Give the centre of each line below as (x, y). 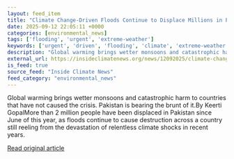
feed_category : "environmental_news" (62, 78)
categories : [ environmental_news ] (57, 33)
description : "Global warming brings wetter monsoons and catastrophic (113, 53)
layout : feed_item (34, 14)
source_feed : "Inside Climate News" (60, 72)
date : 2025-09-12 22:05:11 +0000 (56, 26)
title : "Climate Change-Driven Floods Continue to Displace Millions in (115, 20)
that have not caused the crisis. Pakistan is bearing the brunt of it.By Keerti (115, 106)
